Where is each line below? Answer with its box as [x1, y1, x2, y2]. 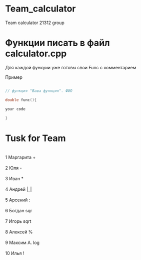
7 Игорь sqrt [5, 218, 31, 224]
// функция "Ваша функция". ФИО [5, 88, 72, 93]
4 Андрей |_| [5, 186, 32, 192]
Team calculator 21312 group [5, 20, 65, 26]
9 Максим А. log [5, 239, 40, 246]
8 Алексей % [5, 229, 33, 235]
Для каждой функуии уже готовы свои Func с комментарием [5, 64, 136, 70]
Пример [5, 74, 22, 80]
